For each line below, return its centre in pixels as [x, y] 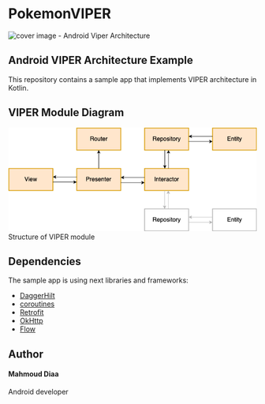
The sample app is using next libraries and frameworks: [99, 280]
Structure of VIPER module [52, 237]
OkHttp [31, 321]
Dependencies [45, 261]
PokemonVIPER [60, 14]
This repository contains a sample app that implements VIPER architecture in [132, 79]
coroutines [37, 304]
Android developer [38, 391]
